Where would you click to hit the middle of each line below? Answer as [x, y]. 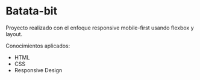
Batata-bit [32, 11]
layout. [14, 34]
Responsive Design [38, 70]
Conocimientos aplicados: [38, 46]
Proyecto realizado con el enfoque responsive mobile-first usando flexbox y [100, 28]
